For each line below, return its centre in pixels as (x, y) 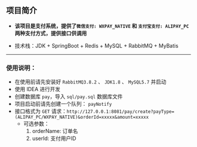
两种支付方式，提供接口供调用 (50, 33)
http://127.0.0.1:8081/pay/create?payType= (120, 112)
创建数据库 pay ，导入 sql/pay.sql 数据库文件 (69, 96)
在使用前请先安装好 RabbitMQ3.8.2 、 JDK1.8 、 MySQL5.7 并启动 (90, 82)
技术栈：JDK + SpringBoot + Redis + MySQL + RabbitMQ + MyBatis (96, 45)
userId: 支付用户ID (54, 138)
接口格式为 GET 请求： (41, 111)
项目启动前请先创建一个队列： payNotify (63, 104)
